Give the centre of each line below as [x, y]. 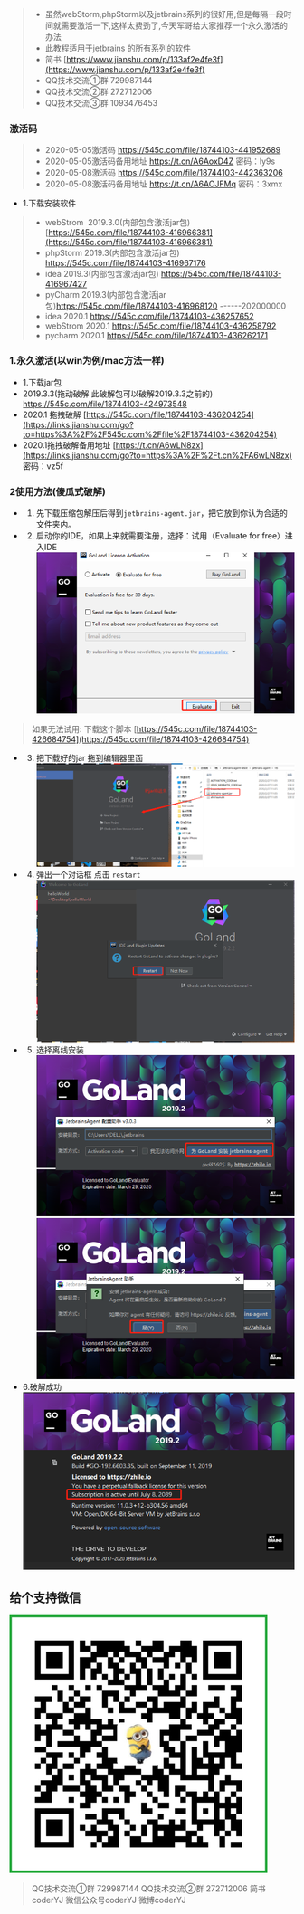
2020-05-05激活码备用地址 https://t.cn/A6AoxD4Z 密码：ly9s [160, 161]
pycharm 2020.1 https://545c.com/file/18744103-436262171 [157, 336]
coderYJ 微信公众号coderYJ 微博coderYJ [109, 1900]
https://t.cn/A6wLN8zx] [159, 445]
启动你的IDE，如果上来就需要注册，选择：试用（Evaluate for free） [160, 535]
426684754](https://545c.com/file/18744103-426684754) [140, 739]
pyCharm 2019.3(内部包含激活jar [106, 295]
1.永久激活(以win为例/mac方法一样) [87, 361]
